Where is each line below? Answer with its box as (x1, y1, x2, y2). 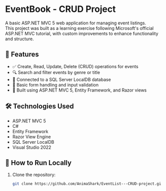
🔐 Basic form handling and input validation (12, 82, 99, 88)
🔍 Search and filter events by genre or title (12, 69, 100, 75)
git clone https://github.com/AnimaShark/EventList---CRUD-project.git (12, 182, 164, 187)
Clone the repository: (12, 172, 56, 178)
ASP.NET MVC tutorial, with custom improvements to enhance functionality (5, 30, 159, 36)
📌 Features (5, 50, 39, 59)
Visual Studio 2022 (12, 144, 52, 150)
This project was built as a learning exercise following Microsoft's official (5, 25, 154, 31)
